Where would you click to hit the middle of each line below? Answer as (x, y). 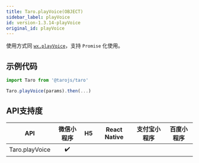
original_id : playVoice (36, 28)
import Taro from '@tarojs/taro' (47, 81)
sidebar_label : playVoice (38, 17)
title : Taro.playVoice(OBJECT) (45, 12)
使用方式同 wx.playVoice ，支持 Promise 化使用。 (65, 46)
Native (114, 137)
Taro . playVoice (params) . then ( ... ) (49, 91)
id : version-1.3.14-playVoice (44, 23)
